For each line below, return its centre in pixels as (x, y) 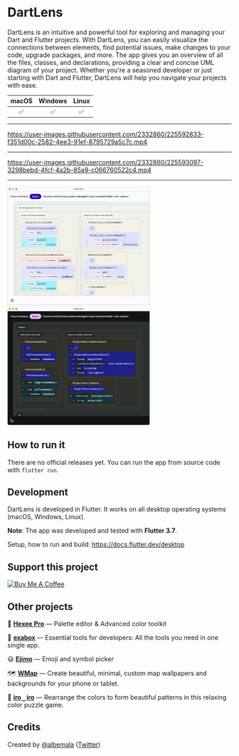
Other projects (40, 607)
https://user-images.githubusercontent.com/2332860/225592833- (106, 134)
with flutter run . (33, 470)
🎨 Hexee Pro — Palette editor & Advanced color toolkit (87, 623)
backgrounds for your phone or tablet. (63, 683)
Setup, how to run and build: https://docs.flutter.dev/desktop (96, 545)
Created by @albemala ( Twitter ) (54, 744)
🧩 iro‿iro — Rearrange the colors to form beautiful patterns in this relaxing (117, 697)
